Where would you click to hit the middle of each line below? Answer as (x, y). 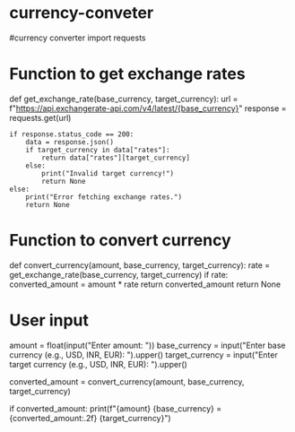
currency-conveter (82, 13)
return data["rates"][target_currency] (116, 158)
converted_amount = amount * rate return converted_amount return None (145, 284)
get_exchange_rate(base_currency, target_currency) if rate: (119, 274)
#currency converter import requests (78, 38)
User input (49, 320)
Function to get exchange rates (127, 74)
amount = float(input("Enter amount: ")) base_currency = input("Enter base (147, 345)
